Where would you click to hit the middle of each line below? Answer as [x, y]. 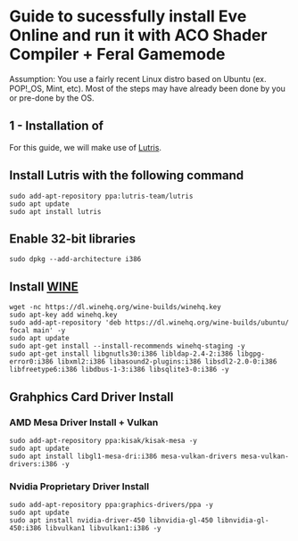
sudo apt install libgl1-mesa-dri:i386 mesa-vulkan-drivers [124, 456]
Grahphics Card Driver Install [91, 397]
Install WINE [44, 287]
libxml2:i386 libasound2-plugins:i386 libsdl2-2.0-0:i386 [167, 362]
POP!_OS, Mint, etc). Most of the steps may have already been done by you [147, 88]
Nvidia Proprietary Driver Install [79, 486]
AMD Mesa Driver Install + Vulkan [84, 422]
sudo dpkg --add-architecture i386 [75, 259]
